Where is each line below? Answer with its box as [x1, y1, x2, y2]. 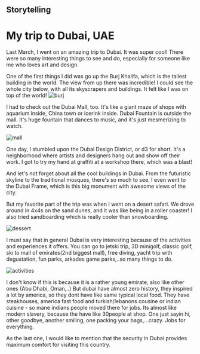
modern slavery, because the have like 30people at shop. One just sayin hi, [6, 310, 191, 318]
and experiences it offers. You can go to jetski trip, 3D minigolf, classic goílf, [6, 243, 193, 250]
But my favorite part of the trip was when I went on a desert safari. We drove [6, 200, 195, 208]
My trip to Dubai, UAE [6, 29, 115, 42]
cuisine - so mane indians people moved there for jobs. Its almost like [6, 304, 177, 312]
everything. [6, 323, 35, 331]
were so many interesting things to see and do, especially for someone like [6, 55, 190, 62]
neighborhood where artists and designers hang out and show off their [6, 152, 180, 159]
